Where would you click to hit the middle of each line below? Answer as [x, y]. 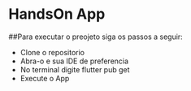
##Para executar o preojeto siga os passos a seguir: [95, 37]
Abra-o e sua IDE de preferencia [74, 61]
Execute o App [45, 78]
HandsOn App [57, 14]
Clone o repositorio [52, 52]
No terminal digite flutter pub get [75, 69]
